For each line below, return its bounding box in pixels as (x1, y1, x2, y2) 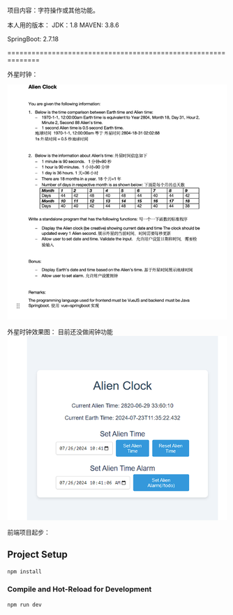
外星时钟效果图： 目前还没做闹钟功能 (7, 327, 113, 336)
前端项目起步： (7, 528, 50, 536)
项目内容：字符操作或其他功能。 (7, 6, 99, 14)
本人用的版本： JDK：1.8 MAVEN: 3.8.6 (7, 21, 120, 29)
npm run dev (7, 601, 42, 608)
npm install (7, 568, 42, 575)
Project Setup (7, 549, 68, 561)
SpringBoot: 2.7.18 (7, 35, 59, 43)
